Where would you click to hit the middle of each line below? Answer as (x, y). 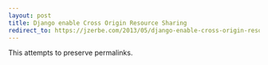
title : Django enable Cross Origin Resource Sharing (98, 23)
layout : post (30, 15)
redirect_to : (30, 30)
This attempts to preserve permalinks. (71, 53)
